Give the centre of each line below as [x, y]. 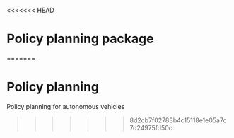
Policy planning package [80, 39]
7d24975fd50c [151, 127]
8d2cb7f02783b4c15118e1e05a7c [178, 120]
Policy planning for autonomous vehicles [66, 106]
